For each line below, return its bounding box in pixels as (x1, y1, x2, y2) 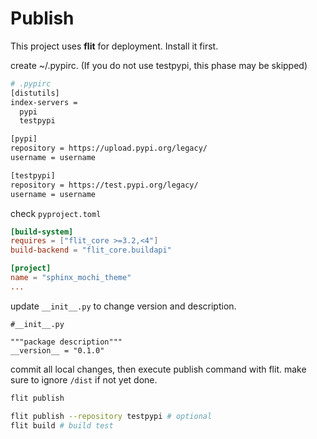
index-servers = (10, 97, 78, 107)
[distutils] (10, 88, 60, 98)
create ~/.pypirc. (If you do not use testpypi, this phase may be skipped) (10, 59, 308, 71)
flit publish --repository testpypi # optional (10, 411, 213, 421)
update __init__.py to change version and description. (10, 300, 237, 312)
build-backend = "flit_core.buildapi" (10, 245, 172, 256)
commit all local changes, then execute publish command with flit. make (10, 363, 307, 375)
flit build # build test (10, 420, 114, 431)
